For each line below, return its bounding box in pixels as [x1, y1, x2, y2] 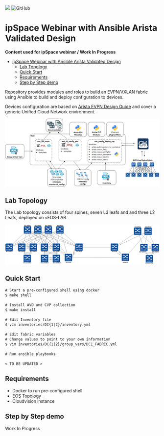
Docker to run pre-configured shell [12, 387, 83, 393]
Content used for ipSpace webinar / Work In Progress [5, 49, 116, 55]
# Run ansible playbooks [5, 351, 56, 357]
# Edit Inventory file [5, 317, 51, 322]
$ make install [5, 307, 36, 312]
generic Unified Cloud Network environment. [5, 108, 95, 115]
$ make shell [5, 292, 32, 298]
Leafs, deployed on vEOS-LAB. [5, 215, 68, 221]
